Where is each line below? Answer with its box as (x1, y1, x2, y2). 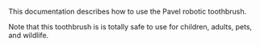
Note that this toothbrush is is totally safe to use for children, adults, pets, (8, 22, 253, 31)
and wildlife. (8, 31, 49, 40)
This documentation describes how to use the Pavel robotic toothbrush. (8, 7, 247, 16)
